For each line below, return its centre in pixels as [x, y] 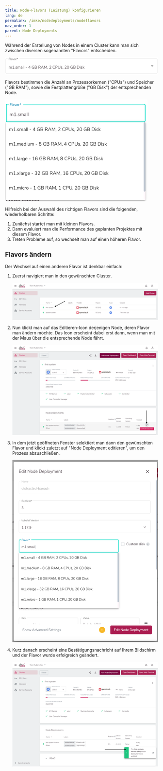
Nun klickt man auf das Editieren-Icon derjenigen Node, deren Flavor [81, 328]
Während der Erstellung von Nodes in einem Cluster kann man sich [72, 45]
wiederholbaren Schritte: [30, 214]
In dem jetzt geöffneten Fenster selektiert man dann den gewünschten [82, 443]
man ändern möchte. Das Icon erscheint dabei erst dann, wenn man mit [83, 333]
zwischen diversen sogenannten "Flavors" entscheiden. [61, 51]
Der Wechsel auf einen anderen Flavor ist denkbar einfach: [64, 266]
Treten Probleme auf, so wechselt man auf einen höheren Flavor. [77, 239]
